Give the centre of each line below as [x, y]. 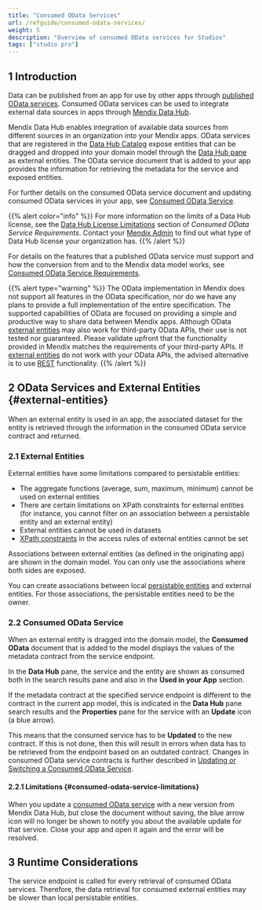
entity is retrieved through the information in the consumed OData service [127, 427]
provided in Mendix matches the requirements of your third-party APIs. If [126, 346]
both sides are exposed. [47, 571]
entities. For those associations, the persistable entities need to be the [122, 594]
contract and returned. [45, 436]
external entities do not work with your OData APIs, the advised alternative [129, 355]
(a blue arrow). [32, 720]
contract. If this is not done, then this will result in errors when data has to [127, 744]
